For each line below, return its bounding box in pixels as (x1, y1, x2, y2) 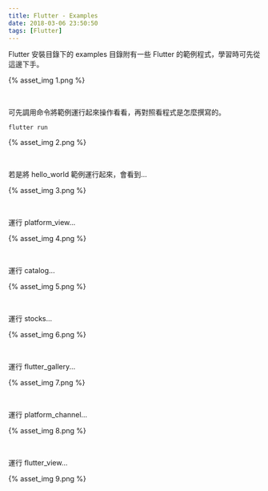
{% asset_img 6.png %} (8, 330, 86, 340)
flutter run (8, 123, 48, 132)
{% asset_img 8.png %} (8, 426, 86, 436)
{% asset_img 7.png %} (8, 378, 86, 388)
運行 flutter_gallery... (8, 362, 76, 372)
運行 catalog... (8, 266, 55, 276)
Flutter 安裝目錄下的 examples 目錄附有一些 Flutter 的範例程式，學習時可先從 (8, 50, 261, 59)
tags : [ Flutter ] (8, 26, 62, 34)
